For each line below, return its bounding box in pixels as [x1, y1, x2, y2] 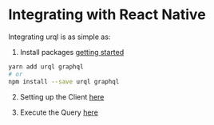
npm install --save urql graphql [8, 77, 120, 85]
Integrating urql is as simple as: [8, 32, 111, 41]
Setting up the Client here [19, 92, 105, 101]
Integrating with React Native [8, 6, 206, 24]
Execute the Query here [19, 107, 98, 117]
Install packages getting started [19, 47, 125, 57]
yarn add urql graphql [8, 62, 84, 71]
